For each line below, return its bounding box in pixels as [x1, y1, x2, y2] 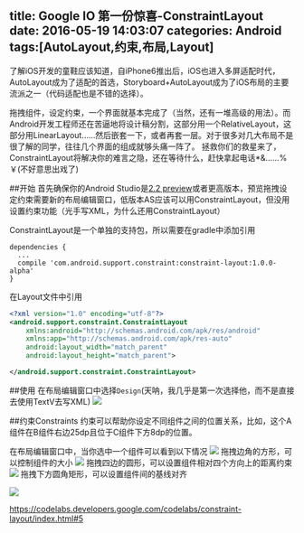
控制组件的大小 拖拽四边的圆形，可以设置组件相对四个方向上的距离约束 [16, 457, 292, 468]
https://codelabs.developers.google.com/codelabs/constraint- [9, 503, 242, 514]
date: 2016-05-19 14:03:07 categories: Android [9, 23, 282, 39]
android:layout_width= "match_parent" [25, 342, 168, 352]
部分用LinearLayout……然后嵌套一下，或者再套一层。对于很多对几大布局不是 [9, 129, 294, 140]
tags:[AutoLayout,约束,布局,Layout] [9, 40, 214, 55]
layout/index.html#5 [9, 513, 84, 524]
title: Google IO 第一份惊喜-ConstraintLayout [9, 8, 264, 24]
